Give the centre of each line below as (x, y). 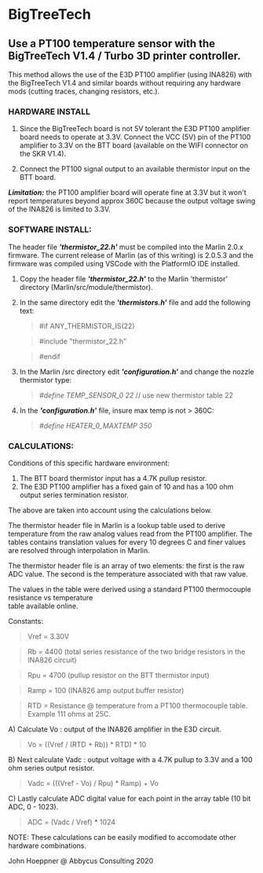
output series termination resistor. (74, 495)
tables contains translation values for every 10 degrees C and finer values (127, 542)
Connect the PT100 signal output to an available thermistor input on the (135, 169)
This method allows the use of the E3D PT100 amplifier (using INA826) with (130, 75)
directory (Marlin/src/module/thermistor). (86, 287)
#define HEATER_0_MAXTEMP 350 (95, 425)
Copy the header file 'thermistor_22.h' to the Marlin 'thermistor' (124, 279)
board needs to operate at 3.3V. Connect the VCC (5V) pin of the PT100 (135, 137)
